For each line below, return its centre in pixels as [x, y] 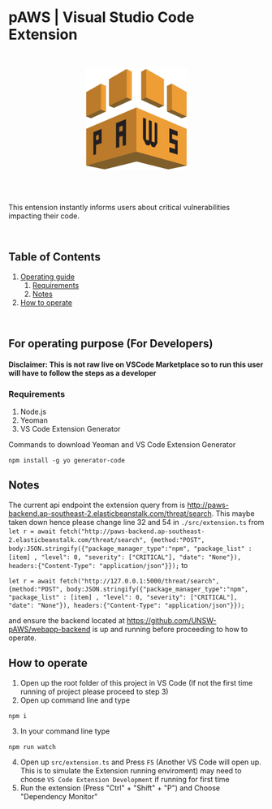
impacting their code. [44, 216]
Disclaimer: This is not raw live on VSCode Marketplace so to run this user [136, 364]
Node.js [33, 412]
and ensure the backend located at [67, 620]
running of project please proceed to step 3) [94, 691]
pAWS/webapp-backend [50, 629]
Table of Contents [55, 257]
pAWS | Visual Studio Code [101, 17]
